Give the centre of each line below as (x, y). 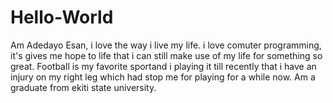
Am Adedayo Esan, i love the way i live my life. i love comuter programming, (166, 45)
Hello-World (62, 17)
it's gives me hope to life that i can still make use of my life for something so (166, 55)
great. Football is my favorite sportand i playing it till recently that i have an (163, 66)
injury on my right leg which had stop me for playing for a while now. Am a (163, 77)
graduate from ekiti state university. (83, 87)
